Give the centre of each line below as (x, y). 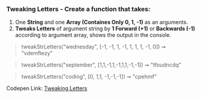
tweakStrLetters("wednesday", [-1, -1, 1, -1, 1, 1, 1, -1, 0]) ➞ (94, 47)
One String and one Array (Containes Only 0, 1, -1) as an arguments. (101, 22)
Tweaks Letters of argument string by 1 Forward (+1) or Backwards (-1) (105, 28)
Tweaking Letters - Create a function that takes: (78, 9)
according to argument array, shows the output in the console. (93, 35)
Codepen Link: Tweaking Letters (47, 88)
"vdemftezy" (37, 53)
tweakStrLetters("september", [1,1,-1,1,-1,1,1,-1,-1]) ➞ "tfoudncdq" (101, 65)
